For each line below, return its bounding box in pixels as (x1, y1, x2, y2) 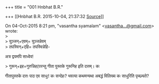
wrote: (5, 28, 18, 34)
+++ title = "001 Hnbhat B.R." (5, 4, 63, 10)
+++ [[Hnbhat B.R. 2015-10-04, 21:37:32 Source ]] (5, 14, 104, 19)
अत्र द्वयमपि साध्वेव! (5, 53, 34, 59)
